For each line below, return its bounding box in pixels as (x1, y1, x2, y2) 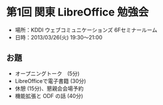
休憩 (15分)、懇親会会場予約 (14, 85, 84, 92)
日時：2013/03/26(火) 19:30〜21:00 (14, 33, 103, 41)
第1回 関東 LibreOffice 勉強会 (6, 5, 149, 19)
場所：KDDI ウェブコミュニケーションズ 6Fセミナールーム (14, 26, 158, 33)
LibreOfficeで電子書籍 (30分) (14, 77, 86, 84)
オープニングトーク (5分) (14, 70, 80, 77)
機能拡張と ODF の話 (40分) (14, 92, 83, 99)
